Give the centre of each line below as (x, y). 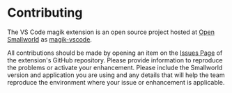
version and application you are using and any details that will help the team (116, 75)
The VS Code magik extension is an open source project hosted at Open (111, 32)
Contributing (45, 13)
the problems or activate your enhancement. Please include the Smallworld (115, 67)
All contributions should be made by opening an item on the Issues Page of (115, 53)
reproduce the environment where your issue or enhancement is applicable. (116, 82)
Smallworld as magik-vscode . (50, 39)
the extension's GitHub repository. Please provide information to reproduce (115, 60)
